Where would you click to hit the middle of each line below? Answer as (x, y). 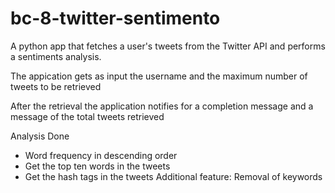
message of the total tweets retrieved (87, 116)
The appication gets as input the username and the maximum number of (159, 76)
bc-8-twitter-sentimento (115, 18)
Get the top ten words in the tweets (97, 166)
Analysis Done (40, 136)
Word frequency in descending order (101, 155)
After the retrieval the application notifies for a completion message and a (162, 106)
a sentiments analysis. (56, 56)
